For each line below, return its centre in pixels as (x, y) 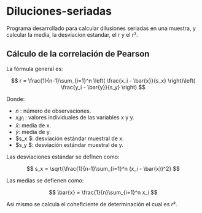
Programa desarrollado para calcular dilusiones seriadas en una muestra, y (101, 28)
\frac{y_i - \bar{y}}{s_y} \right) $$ (103, 87)
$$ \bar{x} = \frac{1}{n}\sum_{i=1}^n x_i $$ (103, 192)
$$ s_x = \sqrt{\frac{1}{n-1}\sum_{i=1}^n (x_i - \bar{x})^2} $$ (103, 168)
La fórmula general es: (35, 69)
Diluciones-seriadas (59, 11)
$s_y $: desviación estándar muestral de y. (69, 144)
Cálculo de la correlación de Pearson (78, 54)
